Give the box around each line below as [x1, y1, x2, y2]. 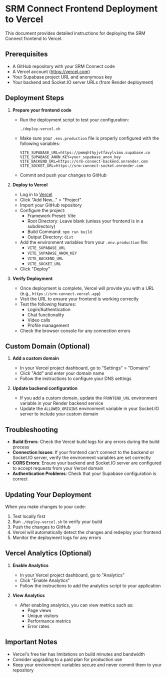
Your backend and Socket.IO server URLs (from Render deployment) [12, 79, 154, 85]
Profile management [27, 322, 69, 328]
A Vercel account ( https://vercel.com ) [12, 68, 90, 74]
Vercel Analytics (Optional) [5, 549, 91, 557]
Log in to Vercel [19, 191, 52, 197]
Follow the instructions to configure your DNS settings [19, 375, 131, 381]
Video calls [27, 317, 50, 323]
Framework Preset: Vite [27, 212, 76, 218]
